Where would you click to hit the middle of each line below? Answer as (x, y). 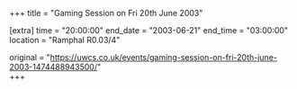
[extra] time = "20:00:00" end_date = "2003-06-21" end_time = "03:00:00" (149, 30)
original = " (30, 57)
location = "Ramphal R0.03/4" (65, 40)
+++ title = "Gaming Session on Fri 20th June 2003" (106, 13)
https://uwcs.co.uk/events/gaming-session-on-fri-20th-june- (163, 57)
